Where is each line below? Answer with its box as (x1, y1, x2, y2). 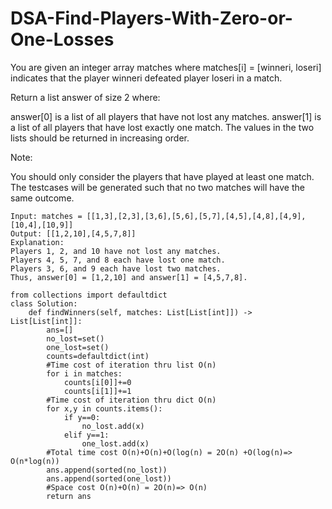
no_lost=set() (46, 333, 105, 344)
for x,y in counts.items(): (46, 403, 163, 414)
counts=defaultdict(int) (46, 351, 150, 361)
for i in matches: (46, 368, 123, 379)
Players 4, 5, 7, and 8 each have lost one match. (10, 255, 226, 265)
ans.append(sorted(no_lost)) (46, 465, 168, 475)
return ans (46, 491, 92, 501)
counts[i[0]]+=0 (63, 377, 132, 387)
